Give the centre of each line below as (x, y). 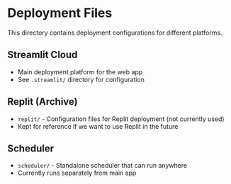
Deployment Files (60, 13)
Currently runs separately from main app (77, 173)
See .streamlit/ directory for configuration (81, 79)
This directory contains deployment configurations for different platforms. (115, 33)
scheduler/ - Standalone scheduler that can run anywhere (102, 166)
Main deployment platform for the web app (80, 71)
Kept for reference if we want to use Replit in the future (98, 126)
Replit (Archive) (43, 102)
